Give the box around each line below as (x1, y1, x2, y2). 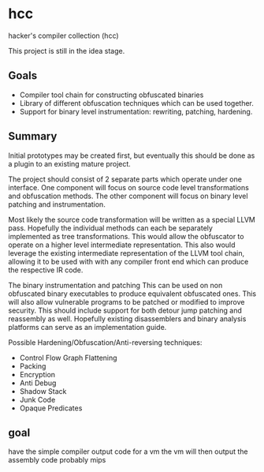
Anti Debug (19, 378, 57, 388)
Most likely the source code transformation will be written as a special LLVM (8, 215, 256, 224)
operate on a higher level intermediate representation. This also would (8, 240, 236, 249)
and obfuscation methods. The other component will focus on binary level (8, 191, 248, 200)
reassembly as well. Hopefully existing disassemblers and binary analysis (8, 313, 247, 324)
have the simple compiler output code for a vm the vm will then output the (8, 447, 248, 456)
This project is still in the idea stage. (8, 46, 125, 55)
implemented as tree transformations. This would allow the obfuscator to (8, 231, 244, 241)
